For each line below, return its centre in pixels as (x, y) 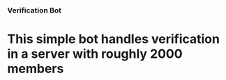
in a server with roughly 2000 (95, 54)
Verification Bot (34, 10)
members (36, 69)
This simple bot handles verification (113, 39)
